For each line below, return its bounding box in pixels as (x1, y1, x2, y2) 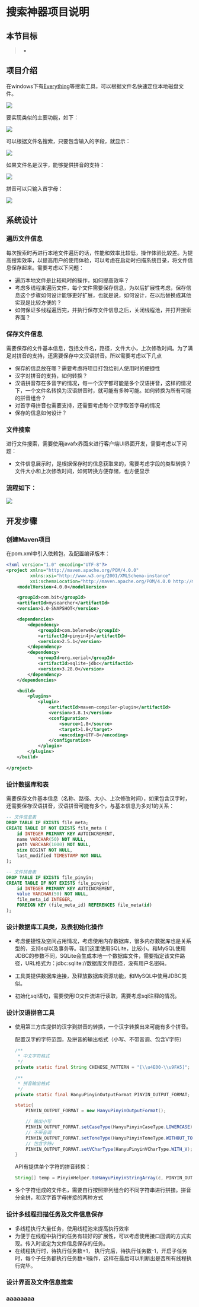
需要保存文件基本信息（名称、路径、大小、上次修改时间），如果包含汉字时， (6, 795, 191, 802)
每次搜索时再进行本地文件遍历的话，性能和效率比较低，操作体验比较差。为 (6, 249, 188, 256)
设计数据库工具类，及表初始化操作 (6, 923, 104, 931)
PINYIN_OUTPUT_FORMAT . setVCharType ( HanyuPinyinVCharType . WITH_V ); (25, 1146, 193, 1152)
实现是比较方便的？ (14, 299, 62, 306)
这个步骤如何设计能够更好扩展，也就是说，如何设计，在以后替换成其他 (20, 292, 191, 299)
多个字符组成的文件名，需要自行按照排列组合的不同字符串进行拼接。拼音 (14, 1186, 191, 1194)
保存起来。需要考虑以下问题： (11, 264, 84, 271)
